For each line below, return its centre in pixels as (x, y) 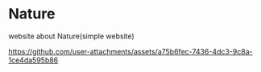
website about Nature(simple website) (71, 36)
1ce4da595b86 (33, 60)
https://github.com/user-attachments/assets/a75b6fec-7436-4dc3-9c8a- (130, 51)
